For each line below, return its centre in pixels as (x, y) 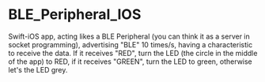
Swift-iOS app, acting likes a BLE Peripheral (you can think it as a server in (129, 36)
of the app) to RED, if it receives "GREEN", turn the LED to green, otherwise (131, 61)
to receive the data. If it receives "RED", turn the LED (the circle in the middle (133, 53)
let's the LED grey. (38, 69)
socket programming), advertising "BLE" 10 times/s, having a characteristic (131, 44)
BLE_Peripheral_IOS (75, 15)
